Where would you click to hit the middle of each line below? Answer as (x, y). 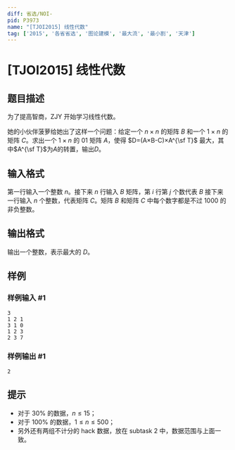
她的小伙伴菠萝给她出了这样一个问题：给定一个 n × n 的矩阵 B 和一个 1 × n (114, 131)
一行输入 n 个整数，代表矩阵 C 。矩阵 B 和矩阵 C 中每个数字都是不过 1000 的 (117, 200)
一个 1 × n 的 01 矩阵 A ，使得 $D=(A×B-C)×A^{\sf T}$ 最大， (131, 141)
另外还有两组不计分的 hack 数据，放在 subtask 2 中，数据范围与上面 (116, 430)
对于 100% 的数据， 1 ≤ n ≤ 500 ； (66, 422)
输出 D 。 (94, 149)
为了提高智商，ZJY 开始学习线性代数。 (63, 117)
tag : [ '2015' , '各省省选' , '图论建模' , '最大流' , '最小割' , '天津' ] (101, 33)
